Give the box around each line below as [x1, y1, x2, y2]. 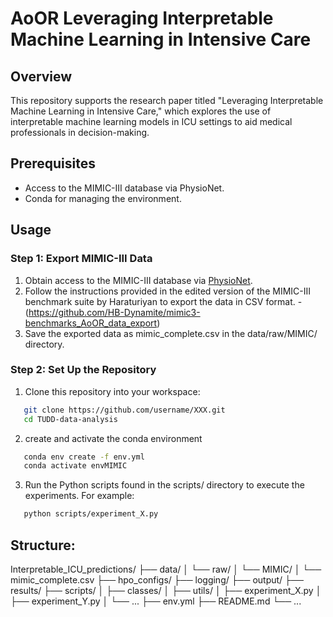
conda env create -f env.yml [23, 452, 145, 462]
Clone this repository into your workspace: [24, 385, 201, 397]
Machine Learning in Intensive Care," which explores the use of [10, 105, 272, 117]
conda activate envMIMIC [23, 461, 128, 471]
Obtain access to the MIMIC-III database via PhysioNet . [24, 274, 253, 286]
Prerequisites [10, 155, 96, 172]
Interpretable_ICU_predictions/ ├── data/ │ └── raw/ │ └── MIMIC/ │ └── [10, 563, 322, 575]
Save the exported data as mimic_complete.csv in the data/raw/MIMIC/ [24, 327, 318, 339]
